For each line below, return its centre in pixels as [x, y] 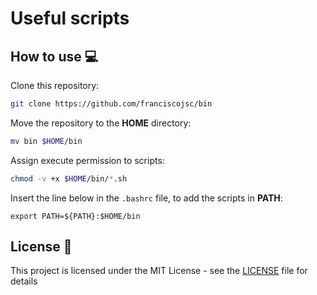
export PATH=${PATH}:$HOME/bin [75, 216]
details [24, 281]
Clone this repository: [55, 85]
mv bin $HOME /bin [46, 141]
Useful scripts [70, 18]
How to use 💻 [54, 56]
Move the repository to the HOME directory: [101, 123]
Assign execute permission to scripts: [87, 160]
